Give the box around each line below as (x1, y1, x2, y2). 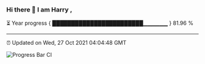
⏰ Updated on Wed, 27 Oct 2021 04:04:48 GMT (6, 39, 127, 46)
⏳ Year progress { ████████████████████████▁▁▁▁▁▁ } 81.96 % (6, 19, 194, 27)
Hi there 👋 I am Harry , (6, 5, 73, 14)
